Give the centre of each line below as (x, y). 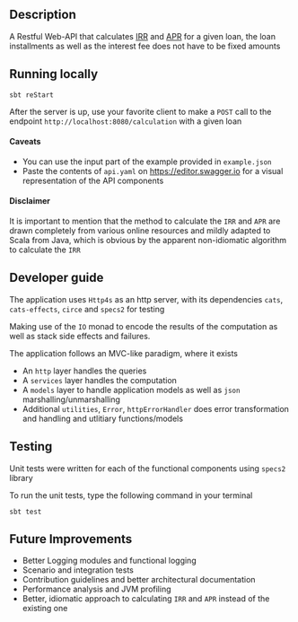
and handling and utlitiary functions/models (103, 418)
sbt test (26, 512)
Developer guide (57, 278)
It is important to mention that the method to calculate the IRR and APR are (145, 221)
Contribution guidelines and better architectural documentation (139, 580)
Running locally (54, 74)
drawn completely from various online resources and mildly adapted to (140, 231)
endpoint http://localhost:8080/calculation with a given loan (126, 121)
